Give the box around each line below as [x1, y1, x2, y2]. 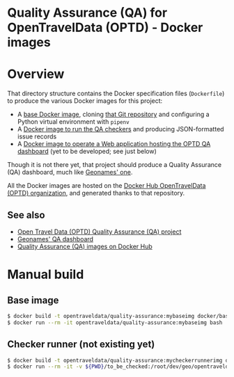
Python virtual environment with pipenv [17, 118, 130, 126]
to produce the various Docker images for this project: [7, 97, 163, 105]
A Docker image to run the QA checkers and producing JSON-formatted [17, 125, 224, 134]
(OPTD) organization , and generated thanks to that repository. [7, 189, 185, 198]
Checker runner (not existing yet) [7, 339, 155, 351]
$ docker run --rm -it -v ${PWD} [7, 363, 104, 370]
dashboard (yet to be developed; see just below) [17, 147, 157, 156]
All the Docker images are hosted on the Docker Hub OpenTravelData [7, 182, 206, 190]
